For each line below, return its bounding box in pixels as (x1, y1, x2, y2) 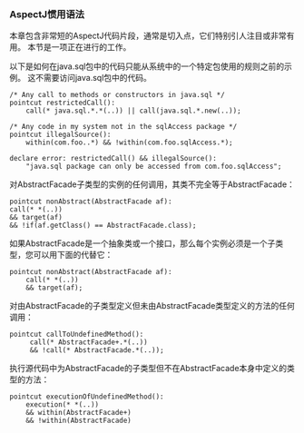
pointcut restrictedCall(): (9, 98, 116, 108)
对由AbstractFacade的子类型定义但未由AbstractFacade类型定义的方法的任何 (9, 300, 295, 311)
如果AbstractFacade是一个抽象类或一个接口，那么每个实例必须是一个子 (9, 238, 276, 249)
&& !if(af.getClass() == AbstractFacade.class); (9, 221, 197, 231)
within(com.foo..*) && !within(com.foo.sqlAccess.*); (25, 138, 233, 147)
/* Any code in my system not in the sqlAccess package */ (9, 123, 238, 132)
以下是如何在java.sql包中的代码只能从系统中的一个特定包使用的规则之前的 (9, 61, 285, 72)
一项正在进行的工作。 (51, 42, 132, 53)
